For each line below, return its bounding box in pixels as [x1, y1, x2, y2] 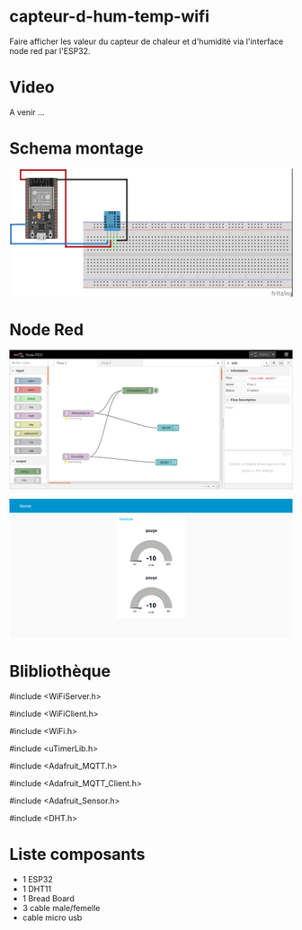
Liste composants [9, 844, 146, 864]
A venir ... [9, 106, 45, 118]
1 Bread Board [22, 892, 75, 904]
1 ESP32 [22, 873, 53, 884]
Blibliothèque [9, 660, 111, 681]
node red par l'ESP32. [9, 45, 91, 56]
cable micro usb [22, 912, 83, 923]
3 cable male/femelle [22, 902, 101, 913]
